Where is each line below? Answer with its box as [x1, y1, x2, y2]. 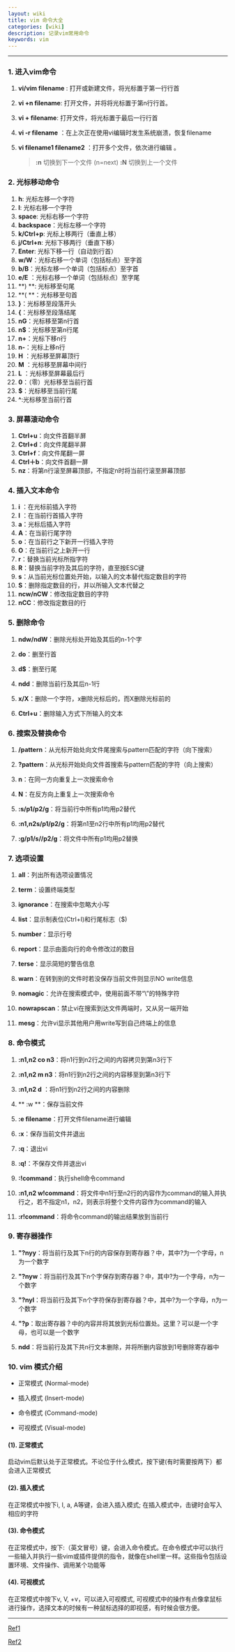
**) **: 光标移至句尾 [17, 282, 75, 290]
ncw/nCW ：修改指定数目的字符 [17, 590, 109, 599]
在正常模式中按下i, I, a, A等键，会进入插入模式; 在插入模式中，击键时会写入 [8, 1501, 222, 1509]
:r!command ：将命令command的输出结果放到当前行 [17, 1212, 169, 1221]
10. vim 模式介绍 [8, 1362, 63, 1372]
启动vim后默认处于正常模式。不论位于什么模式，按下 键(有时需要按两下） [8, 1457, 216, 1466]
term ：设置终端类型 [17, 885, 75, 894]
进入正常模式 [13, 1466, 51, 1475]
